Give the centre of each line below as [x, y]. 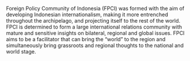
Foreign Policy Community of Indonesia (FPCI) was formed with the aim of [95, 8]
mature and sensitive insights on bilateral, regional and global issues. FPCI [96, 33]
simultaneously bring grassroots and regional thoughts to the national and [95, 45]
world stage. [21, 51]
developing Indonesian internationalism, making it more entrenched [87, 15]
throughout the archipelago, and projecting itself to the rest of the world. [93, 21]
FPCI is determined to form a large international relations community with [94, 27]
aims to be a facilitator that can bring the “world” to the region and [86, 39]
